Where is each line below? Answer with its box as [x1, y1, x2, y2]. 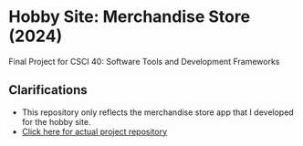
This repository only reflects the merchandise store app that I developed [21, 107, 294, 118]
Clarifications [8, 82, 88, 98]
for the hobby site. [21, 116, 91, 127]
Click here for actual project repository [21, 126, 168, 137]
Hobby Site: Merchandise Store [8, 6, 251, 27]
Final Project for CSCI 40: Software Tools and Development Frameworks [8, 56, 280, 67]
